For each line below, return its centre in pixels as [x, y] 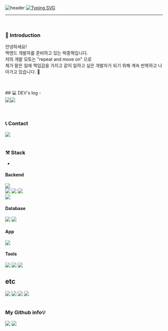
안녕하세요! [16, 47]
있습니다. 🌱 [29, 72]
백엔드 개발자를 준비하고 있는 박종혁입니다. [47, 53]
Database [15, 208]
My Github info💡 [25, 312]
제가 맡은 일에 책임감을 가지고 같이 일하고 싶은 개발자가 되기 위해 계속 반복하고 [81, 66]
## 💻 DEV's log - [23, 93]
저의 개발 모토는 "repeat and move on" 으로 [48, 59]
